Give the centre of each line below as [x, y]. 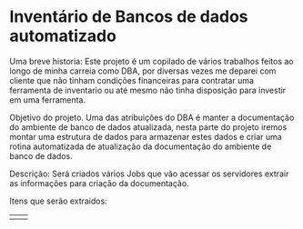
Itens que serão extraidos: [58, 201]
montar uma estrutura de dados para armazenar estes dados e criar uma [146, 136]
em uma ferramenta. [48, 100]
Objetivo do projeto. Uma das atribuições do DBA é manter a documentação [152, 117]
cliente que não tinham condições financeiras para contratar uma [132, 80]
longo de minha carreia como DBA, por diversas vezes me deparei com [143, 71]
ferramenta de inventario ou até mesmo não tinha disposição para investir [148, 90]
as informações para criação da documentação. [99, 183]
